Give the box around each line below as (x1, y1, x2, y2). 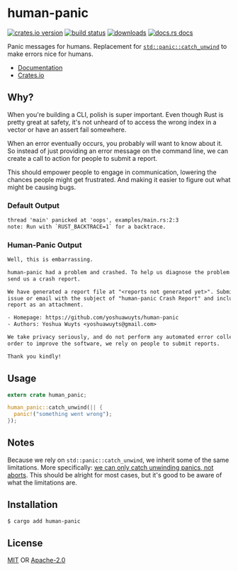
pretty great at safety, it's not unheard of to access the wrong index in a (7, 118, 217, 126)
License (7, 537, 43, 549)
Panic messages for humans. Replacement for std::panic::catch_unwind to (7, 42, 227, 50)
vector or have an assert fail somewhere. (7, 125, 127, 134)
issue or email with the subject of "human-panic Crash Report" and (7, 295, 214, 302)
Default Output (7, 200, 60, 210)
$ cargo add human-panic (7, 517, 81, 525)
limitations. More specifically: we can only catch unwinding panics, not (7, 463, 214, 472)
